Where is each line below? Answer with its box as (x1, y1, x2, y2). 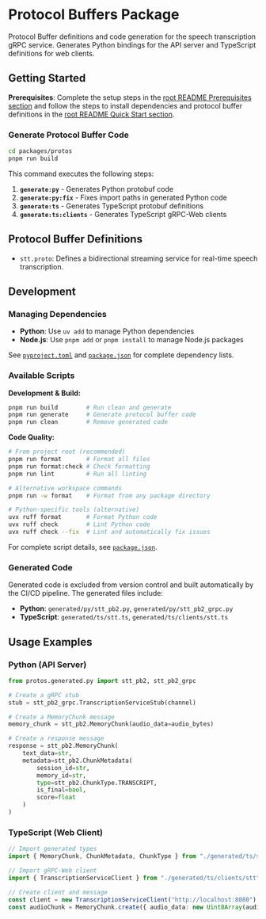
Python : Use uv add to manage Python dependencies (19, 326, 195, 336)
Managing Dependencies (8, 308, 107, 319)
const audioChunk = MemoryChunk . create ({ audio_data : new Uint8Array (8, 903, 243, 911)
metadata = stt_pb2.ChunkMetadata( (22, 757, 133, 765)
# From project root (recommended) (8, 448, 126, 456)
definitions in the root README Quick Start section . (8, 109, 175, 119)
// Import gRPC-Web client (8, 867, 97, 875)
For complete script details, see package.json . (8, 542, 158, 551)
